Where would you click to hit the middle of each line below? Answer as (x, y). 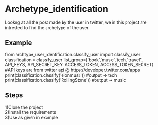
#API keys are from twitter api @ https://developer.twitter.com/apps (72, 70)
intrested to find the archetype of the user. (47, 27)
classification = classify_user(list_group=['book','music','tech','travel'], (74, 60)
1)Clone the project (24, 107)
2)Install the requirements (31, 112)
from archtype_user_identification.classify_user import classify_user (73, 54)
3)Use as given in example (32, 117)
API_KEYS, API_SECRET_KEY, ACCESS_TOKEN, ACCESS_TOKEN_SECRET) (79, 64)
